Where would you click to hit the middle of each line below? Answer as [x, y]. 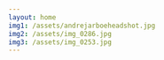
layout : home [32, 17]
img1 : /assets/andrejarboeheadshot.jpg [82, 26]
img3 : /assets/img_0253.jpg [60, 42]
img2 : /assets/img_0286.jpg [60, 34]
